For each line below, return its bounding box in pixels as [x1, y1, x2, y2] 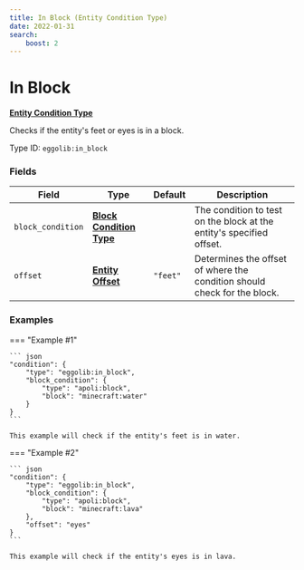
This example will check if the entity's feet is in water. [9, 431, 242, 440]
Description [216, 188, 269, 201]
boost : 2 [25, 38, 59, 48]
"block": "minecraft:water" [42, 391, 147, 401]
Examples [9, 314, 54, 326]
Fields [9, 165, 37, 178]
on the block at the [194, 215, 274, 227]
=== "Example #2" [9, 447, 80, 458]
